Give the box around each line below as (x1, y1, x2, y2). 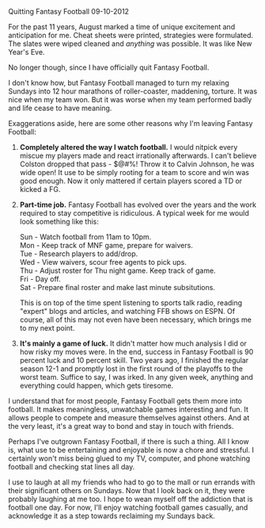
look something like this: (19, 217, 99, 226)
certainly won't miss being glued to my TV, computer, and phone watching (8, 453, 251, 463)
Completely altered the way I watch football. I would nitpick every (19, 143, 238, 151)
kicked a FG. (19, 185, 61, 193)
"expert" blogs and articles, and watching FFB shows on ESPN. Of (19, 307, 236, 316)
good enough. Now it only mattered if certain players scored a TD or (19, 176, 243, 186)
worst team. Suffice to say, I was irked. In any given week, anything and (19, 373, 253, 381)
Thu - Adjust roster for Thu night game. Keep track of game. (19, 266, 216, 275)
